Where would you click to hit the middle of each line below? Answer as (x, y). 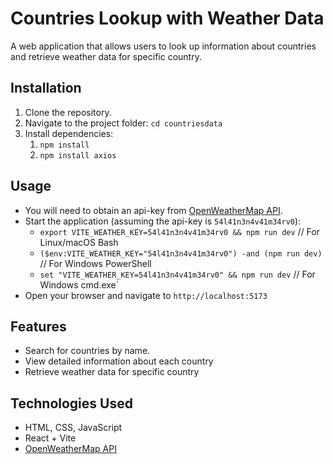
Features (38, 326)
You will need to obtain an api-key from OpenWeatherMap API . (153, 210)
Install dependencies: (69, 133)
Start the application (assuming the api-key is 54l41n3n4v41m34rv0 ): (163, 221)
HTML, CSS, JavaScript (73, 428)
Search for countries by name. (87, 351)
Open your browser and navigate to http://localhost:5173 (146, 295)
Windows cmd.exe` (79, 284)
